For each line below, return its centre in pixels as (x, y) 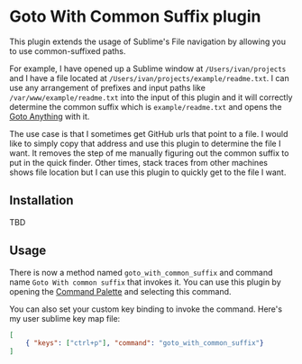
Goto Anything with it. (50, 116)
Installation (41, 200)
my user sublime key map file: (65, 318)
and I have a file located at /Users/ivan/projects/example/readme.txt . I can (150, 77)
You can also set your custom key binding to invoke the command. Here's (146, 309)
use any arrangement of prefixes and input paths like (107, 87)
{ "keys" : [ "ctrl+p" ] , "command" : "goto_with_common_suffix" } (145, 343)
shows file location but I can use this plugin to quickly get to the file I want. (148, 172)
